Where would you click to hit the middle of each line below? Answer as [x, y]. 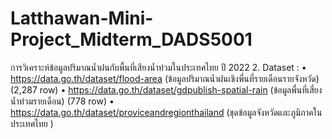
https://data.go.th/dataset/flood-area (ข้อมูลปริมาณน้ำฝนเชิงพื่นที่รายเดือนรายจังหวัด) [165, 78]
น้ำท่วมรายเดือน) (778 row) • [62, 101]
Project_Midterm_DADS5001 [131, 39]
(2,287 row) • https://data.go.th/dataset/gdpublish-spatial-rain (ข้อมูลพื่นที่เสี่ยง [166, 89]
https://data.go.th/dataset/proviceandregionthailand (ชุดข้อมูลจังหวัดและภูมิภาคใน [166, 112]
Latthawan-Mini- [82, 18]
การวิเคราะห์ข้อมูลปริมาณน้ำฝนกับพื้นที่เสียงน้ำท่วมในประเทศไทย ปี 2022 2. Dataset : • [158, 67]
